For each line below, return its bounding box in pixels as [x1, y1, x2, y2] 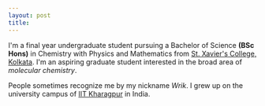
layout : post [8, 11, 51, 20]
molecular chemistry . [8, 65, 77, 75]
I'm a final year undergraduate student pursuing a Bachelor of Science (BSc [8, 40, 255, 49]
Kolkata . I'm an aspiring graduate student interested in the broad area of [8, 57, 243, 67]
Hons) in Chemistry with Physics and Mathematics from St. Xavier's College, [8, 49, 257, 58]
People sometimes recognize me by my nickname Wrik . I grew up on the [8, 80, 243, 90]
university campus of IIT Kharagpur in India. [8, 89, 151, 98]
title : [8, 19, 30, 27]
